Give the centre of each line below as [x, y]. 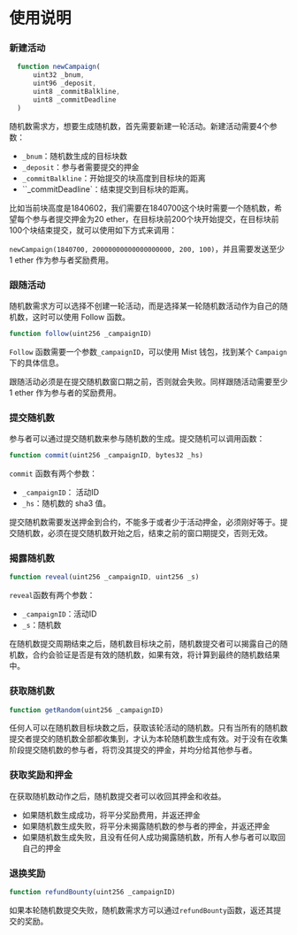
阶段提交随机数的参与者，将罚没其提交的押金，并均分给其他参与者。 [133, 750]
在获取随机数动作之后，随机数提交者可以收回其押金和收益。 [118, 796]
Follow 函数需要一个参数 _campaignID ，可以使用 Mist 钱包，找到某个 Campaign [148, 351]
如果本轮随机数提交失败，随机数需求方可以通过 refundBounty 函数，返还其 [141, 910]
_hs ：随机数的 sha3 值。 [66, 503]
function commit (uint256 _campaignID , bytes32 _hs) [106, 456]
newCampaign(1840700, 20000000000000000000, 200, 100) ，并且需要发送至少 [147, 249]
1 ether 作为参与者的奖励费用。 [65, 392]
